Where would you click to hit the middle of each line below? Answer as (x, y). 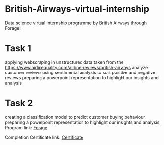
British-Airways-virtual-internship (77, 9)
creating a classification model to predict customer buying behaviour (75, 117)
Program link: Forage (26, 127)
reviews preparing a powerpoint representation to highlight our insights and (82, 77)
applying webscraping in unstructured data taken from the (64, 62)
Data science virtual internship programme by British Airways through (76, 23)
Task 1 (18, 48)
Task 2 (19, 103)
